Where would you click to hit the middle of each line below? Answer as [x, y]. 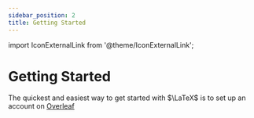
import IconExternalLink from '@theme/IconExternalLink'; [101, 45]
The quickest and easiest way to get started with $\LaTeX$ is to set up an [127, 98]
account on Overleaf [41, 106]
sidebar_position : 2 [42, 15]
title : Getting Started [47, 23]
